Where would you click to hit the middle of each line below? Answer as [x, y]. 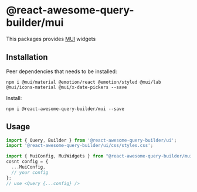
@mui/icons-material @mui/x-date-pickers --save [67, 87]
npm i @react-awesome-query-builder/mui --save [65, 109]
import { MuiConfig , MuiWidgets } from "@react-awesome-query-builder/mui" [101, 156]
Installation [27, 57]
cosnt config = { [27, 162]
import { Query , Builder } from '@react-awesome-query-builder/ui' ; [91, 140]
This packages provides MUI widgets [51, 39]
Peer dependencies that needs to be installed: [62, 71]
